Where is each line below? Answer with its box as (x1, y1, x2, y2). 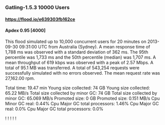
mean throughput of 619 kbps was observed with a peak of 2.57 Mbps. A (5, 59, 154, 65)
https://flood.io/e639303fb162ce (5, 16, 76, 22)
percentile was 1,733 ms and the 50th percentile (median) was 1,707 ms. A (5, 54, 157, 60)
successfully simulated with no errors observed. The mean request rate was (5, 70, 161, 76)
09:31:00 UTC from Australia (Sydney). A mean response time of (19, 43, 151, 49)
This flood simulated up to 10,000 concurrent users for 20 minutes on (5, 39, 147, 44)
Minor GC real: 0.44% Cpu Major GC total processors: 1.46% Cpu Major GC (5, 100, 159, 106)
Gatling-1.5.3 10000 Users (5, 4, 70, 11)
